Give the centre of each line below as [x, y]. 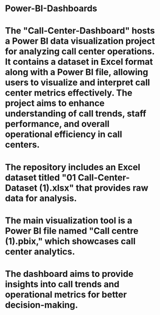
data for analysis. [41, 198]
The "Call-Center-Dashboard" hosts [80, 31]
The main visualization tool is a [69, 220]
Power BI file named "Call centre [72, 231]
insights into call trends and [62, 284]
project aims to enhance [55, 103]
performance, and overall [57, 124]
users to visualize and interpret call [78, 83]
